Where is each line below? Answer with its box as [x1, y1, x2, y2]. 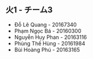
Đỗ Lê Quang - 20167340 [14, 21, 77, 28]
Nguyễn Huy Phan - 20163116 [14, 34, 87, 41]
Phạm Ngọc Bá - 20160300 [14, 27, 82, 34]
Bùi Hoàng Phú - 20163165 [14, 46, 80, 53]
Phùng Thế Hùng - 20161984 [14, 40, 86, 47]
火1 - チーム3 [5, 5, 53, 15]
